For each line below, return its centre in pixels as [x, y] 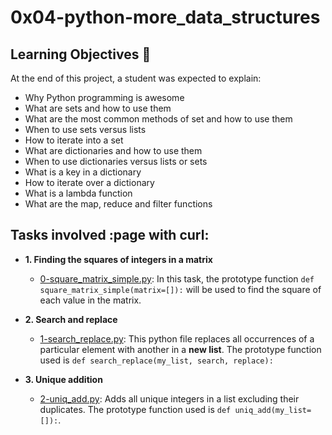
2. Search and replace [71, 319]
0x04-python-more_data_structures [165, 17]
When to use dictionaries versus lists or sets [116, 161]
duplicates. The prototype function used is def [135, 409]
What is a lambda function [78, 193]
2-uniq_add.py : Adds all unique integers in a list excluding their [169, 398]
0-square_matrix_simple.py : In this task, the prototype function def [177, 278]
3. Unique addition [63, 379]
